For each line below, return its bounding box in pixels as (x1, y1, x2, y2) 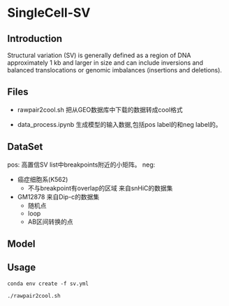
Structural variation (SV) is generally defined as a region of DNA (7, 51, 191, 59)
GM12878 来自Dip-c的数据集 (17, 192, 100, 201)
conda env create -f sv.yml (7, 280, 89, 287)
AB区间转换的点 (27, 217, 73, 226)
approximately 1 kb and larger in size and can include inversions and (7, 59, 204, 67)
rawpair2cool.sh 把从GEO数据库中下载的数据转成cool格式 (17, 105, 183, 114)
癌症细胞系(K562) (17, 175, 68, 183)
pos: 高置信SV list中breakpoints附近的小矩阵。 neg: (7, 160, 156, 169)
